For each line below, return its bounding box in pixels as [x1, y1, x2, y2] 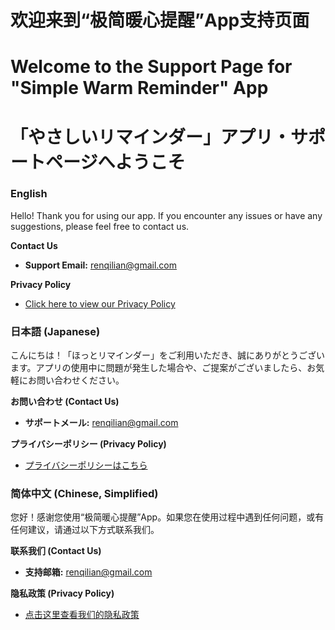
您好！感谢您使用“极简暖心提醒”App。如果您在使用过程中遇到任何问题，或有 [10, 511, 325, 523]
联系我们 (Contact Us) [10, 545, 102, 557]
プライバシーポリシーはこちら [24, 459, 148, 471]
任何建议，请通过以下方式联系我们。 [10, 524, 160, 536]
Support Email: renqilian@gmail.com [24, 259, 178, 271]
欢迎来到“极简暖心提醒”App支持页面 [10, 9, 310, 32]
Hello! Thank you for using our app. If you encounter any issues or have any [10, 209, 323, 221]
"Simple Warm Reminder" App [10, 77, 269, 100]
